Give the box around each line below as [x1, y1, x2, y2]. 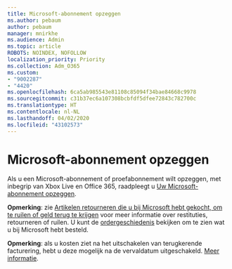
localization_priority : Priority [7, 56, 105, 63]
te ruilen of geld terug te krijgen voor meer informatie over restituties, [7, 211, 208, 219]
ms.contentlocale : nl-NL [7, 108, 80, 115]
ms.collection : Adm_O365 [7, 63, 80, 70]
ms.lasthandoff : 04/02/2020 [7, 114, 90, 122]
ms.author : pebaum [7, 17, 61, 24]
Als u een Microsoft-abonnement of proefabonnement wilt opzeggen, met [7, 175, 221, 183]
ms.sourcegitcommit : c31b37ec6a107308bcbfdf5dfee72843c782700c [7, 96, 197, 103]
